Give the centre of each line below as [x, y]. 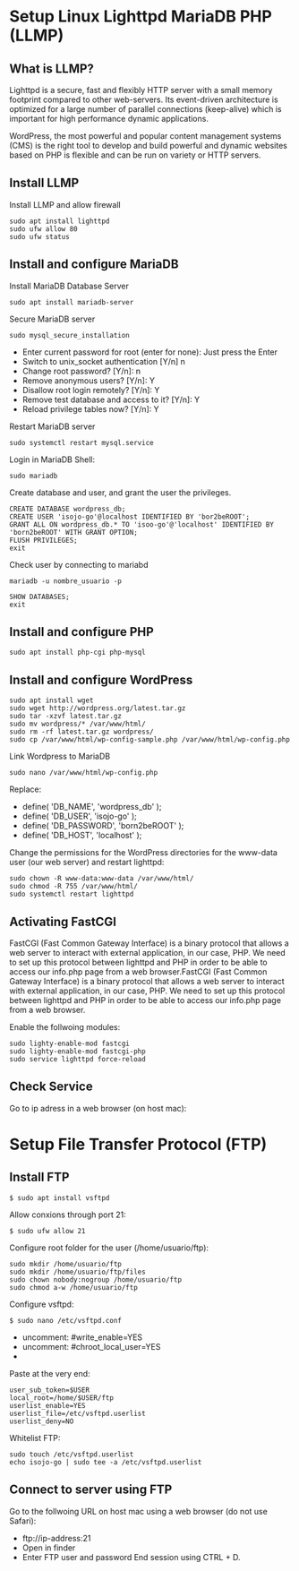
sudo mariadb [34, 476]
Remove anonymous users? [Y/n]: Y [88, 380]
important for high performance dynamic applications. [109, 119]
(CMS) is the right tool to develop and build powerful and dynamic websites [149, 146]
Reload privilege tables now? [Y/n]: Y [90, 408]
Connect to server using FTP [91, 1490]
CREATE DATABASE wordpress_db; [68, 509]
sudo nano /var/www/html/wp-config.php [84, 773]
